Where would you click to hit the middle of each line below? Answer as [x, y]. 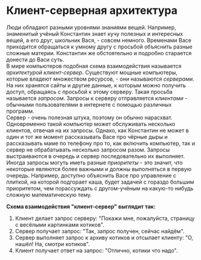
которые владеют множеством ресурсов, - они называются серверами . [100, 79]
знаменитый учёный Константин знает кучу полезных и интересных [95, 33]
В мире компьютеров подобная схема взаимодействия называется [94, 66]
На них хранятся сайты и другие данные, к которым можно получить [96, 85]
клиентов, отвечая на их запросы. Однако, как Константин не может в [97, 130]
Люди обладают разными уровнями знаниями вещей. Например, [91, 27]
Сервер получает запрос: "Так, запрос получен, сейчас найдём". [100, 231]
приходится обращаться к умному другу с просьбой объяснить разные [99, 47]
